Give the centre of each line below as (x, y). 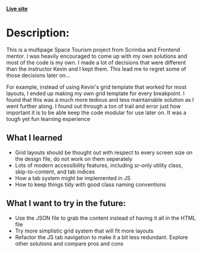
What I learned (34, 138)
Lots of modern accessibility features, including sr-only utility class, (99, 165)
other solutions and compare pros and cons (69, 243)
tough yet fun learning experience (48, 119)
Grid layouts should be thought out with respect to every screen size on (104, 152)
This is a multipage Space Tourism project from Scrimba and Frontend (93, 49)
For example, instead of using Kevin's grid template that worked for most (96, 87)
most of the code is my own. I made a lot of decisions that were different (96, 62)
